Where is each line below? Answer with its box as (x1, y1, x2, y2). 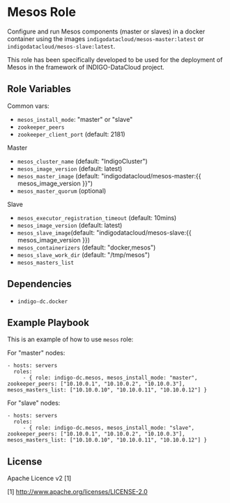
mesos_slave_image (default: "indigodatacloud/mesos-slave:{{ (17, 228, 192, 237)
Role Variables (7, 83, 71, 95)
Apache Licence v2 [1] (7, 474, 72, 483)
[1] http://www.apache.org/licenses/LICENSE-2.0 (7, 488, 148, 496)
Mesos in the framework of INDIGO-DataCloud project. (7, 63, 165, 71)
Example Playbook (7, 316, 89, 328)
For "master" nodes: (7, 349, 66, 357)
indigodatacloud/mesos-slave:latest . (7, 42, 116, 50)
